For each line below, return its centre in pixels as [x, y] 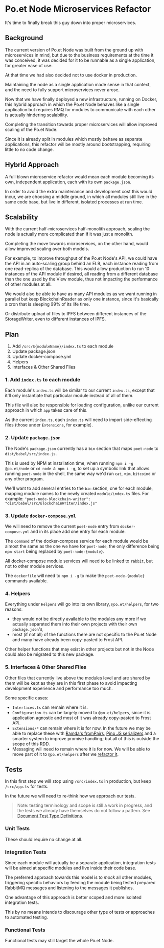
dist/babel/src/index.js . [31, 453]
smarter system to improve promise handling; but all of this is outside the [86, 738]
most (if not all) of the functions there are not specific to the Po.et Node [84, 635]
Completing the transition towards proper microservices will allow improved [81, 124]
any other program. [24, 478]
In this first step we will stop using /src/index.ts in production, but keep [78, 781]
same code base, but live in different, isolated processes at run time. [74, 201]
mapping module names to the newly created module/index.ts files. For [77, 493]
